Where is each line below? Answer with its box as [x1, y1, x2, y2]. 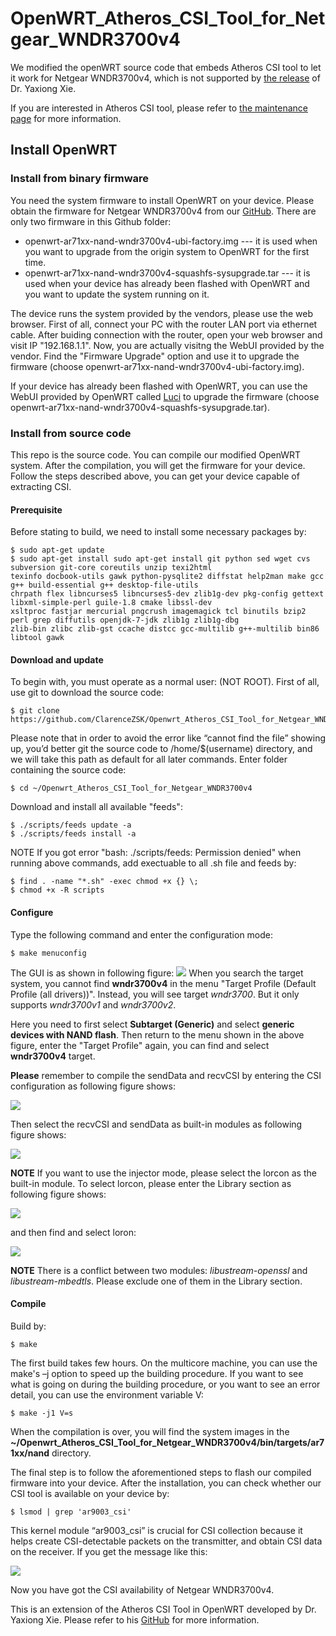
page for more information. [10, 112, 122, 124]
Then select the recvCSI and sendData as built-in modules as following [10, 1118, 303, 1130]
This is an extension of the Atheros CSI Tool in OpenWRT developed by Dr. [10, 1603, 317, 1615]
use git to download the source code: [10, 687, 165, 699]
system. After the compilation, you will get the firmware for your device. [10, 459, 306, 471]
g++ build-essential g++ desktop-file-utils [10, 580, 199, 591]
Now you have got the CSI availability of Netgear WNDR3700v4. [10, 1583, 275, 1596]
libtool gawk [10, 633, 65, 643]
